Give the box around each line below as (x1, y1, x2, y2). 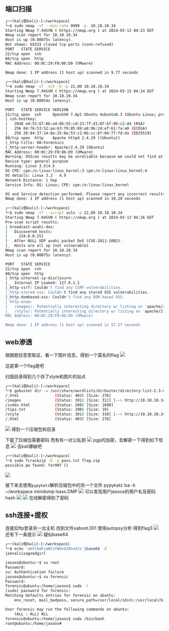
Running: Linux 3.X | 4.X (5, 164, 55, 169)
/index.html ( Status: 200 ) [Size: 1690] (5, 402, 114, 408)
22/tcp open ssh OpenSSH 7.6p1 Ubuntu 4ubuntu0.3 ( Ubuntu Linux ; (5, 112, 156, 117)
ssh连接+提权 (5, 511, 48, 519)
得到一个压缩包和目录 (11, 426, 56, 432)
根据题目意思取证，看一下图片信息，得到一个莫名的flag (5, 352, 119, 358)
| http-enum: (5, 299, 33, 304)
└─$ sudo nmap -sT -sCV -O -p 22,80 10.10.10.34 (5, 84, 109, 89)
